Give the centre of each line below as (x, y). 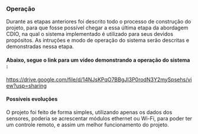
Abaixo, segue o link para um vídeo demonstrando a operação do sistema (98, 60)
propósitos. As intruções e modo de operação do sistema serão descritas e (98, 41)
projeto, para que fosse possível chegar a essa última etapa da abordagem (97, 28)
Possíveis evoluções (32, 99)
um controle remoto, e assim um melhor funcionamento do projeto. (88, 125)
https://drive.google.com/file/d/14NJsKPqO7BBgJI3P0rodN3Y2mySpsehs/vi (99, 79)
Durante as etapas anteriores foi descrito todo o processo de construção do (99, 22)
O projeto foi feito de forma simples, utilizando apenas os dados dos (89, 112)
